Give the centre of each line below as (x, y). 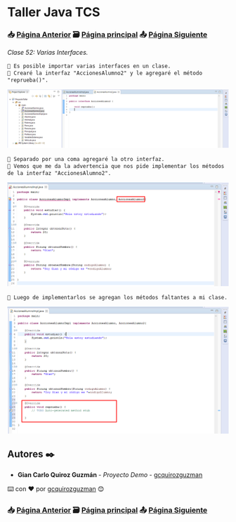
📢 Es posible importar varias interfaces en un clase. (89, 66)
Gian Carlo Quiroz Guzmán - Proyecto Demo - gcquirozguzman (110, 474)
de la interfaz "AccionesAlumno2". (59, 174)
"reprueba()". (28, 80)
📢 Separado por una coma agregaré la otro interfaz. (86, 159)
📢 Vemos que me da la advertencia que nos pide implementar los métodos (116, 167)
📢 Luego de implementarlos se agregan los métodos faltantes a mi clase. (118, 298)
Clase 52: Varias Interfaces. (48, 53)
